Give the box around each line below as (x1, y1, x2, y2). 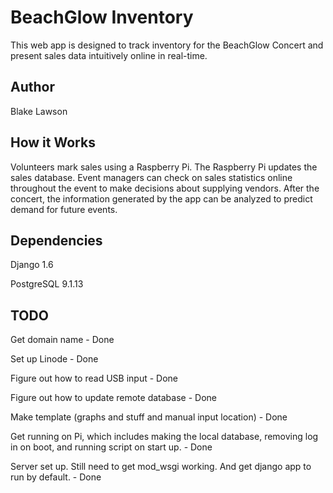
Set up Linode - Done (10, 353, 99, 365)
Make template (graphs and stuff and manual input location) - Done (10, 411, 288, 423)
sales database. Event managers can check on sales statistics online (10, 171, 293, 183)
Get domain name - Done (10, 334, 115, 346)
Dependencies (10, 232, 103, 249)
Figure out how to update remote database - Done (10, 392, 217, 404)
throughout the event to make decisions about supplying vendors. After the (10, 182, 320, 194)
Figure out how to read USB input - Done (10, 372, 178, 385)
